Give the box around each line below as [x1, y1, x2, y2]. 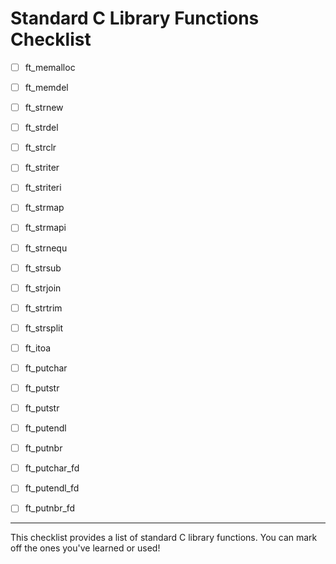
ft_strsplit [24, 322, 64, 334]
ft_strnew [24, 102, 64, 114]
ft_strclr [24, 142, 57, 154]
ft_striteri [24, 182, 62, 194]
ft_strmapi [24, 222, 67, 234]
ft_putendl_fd [24, 482, 80, 494]
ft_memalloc [24, 61, 76, 73]
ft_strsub [24, 262, 62, 274]
